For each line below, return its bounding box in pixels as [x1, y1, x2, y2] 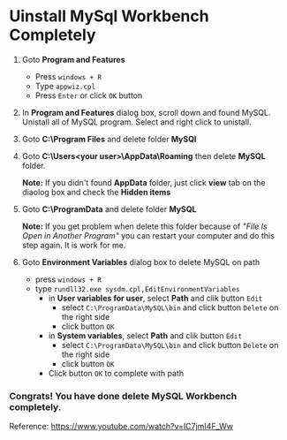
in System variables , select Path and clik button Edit [48, 330, 243, 341]
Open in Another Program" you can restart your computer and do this [21, 230, 276, 240]
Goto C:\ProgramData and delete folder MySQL [21, 203, 197, 214]
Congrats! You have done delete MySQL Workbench [9, 390, 238, 402]
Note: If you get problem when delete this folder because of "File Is [21, 221, 268, 231]
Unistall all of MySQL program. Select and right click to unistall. [21, 117, 252, 127]
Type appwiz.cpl [34, 80, 95, 91]
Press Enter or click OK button [34, 90, 143, 101]
